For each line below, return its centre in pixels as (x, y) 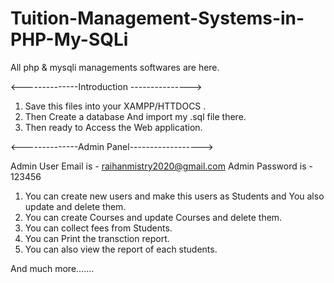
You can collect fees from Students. (98, 228)
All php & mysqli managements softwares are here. (115, 67)
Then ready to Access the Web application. (113, 127)
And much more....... (52, 268)
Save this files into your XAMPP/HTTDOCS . (115, 106)
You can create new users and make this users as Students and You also (174, 196)
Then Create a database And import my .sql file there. (135, 116)
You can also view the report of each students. (121, 249)
